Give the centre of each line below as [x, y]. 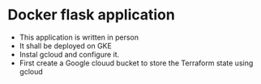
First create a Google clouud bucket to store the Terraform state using [136, 63]
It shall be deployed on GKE [66, 45]
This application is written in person [79, 37]
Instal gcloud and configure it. [69, 54]
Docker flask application [91, 15]
